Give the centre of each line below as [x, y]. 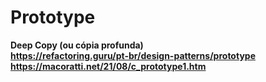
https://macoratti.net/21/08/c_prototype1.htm [108, 66]
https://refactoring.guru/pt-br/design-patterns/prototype [133, 55]
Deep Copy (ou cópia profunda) [77, 45]
